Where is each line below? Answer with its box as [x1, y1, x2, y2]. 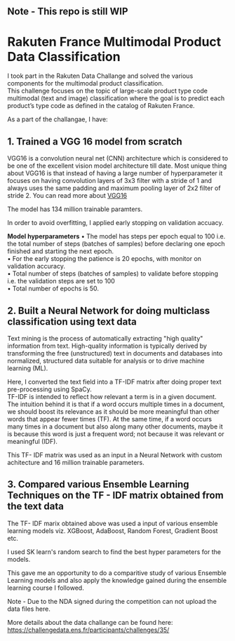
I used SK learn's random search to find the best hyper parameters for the [7, 547, 221, 556]
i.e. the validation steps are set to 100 [7, 277, 116, 285]
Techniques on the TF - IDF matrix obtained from [7, 490, 224, 501]
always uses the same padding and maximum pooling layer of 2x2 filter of [7, 184, 221, 192]
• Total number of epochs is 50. [7, 284, 100, 293]
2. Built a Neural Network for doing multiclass [7, 304, 210, 316]
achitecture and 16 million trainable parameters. [7, 458, 145, 466]
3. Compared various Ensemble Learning [7, 478, 189, 490]
